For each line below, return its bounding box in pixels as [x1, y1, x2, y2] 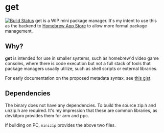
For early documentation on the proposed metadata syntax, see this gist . [5, 75, 152, 81]
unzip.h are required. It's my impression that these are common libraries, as [5, 107, 158, 113]
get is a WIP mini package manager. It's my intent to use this [35, 18, 157, 23]
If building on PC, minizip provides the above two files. [5, 122, 116, 128]
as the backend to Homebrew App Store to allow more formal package [5, 22, 147, 28]
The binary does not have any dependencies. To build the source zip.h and [5, 102, 156, 108]
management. [5, 28, 33, 34]
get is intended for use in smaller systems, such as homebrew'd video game [5, 55, 159, 61]
